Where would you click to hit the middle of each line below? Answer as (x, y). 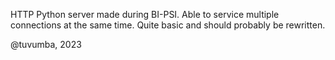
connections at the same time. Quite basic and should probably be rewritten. (168, 25)
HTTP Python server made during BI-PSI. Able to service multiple (145, 14)
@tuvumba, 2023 (46, 44)
